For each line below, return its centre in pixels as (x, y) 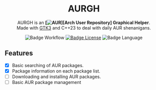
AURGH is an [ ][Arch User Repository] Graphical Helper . (84, 22)
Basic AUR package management (46, 82)
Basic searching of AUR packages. (48, 65)
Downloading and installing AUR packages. (56, 76)
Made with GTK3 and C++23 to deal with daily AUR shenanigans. (84, 27)
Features (19, 53)
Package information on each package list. (56, 71)
